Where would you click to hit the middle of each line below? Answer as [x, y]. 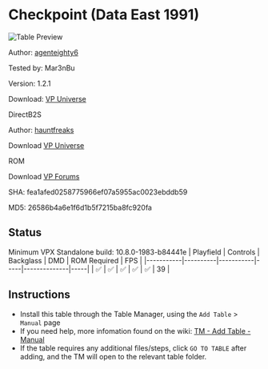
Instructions [39, 295]
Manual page [40, 323]
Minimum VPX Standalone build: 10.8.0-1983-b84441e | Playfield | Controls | [134, 252]
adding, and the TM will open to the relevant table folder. [113, 356]
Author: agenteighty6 [43, 52]
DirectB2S [25, 114]
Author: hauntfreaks [41, 130]
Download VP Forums [44, 176]
